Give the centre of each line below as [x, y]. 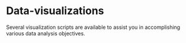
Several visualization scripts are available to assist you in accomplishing [93, 27]
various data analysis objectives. [46, 33]
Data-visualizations [55, 11]
